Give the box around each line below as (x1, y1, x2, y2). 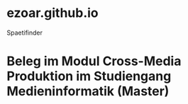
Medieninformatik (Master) (6, 83, 170, 100)
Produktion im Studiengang (6, 69, 172, 84)
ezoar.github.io (6, 5, 99, 21)
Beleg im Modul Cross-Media (6, 53, 182, 69)
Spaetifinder (6, 28, 43, 37)
